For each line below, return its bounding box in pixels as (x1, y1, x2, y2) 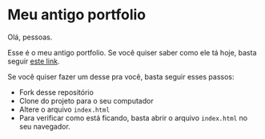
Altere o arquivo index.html (18, 104, 110, 114)
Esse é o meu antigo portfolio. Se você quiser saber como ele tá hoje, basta (7, 47, 257, 57)
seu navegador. (18, 121, 71, 131)
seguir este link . (7, 56, 60, 66)
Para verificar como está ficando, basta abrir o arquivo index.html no (18, 112, 248, 122)
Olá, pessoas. (7, 32, 53, 42)
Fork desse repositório (18, 87, 94, 97)
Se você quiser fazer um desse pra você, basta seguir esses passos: (7, 72, 235, 81)
